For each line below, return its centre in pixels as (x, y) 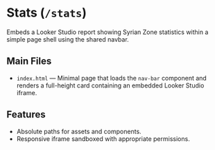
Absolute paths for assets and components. (79, 131)
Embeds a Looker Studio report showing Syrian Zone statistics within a (108, 32)
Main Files (29, 61)
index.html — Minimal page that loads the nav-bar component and (112, 78)
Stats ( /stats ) (47, 13)
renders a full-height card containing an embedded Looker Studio (110, 85)
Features (26, 115)
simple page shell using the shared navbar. (68, 39)
